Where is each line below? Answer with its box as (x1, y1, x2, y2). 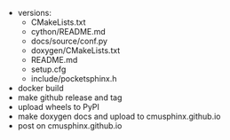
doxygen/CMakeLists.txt (30, 45, 121, 56)
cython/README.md (30, 27, 107, 36)
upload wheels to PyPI (17, 102, 100, 112)
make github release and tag (17, 92, 123, 103)
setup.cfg (30, 64, 67, 74)
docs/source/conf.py (30, 35, 108, 46)
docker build (17, 83, 64, 93)
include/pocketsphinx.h (30, 74, 117, 83)
